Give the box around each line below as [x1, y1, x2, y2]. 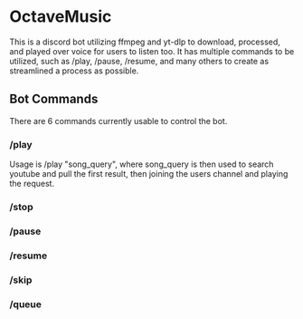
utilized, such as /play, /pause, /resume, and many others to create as [9, 55, 270, 66]
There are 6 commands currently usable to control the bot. [9, 115, 228, 126]
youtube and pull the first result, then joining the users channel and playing [9, 169, 289, 179]
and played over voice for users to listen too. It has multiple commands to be [9, 45, 295, 56]
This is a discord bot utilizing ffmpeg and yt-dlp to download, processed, [9, 36, 280, 47]
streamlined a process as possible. [9, 65, 139, 76]
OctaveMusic [9, 6, 112, 27]
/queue [9, 297, 43, 310]
